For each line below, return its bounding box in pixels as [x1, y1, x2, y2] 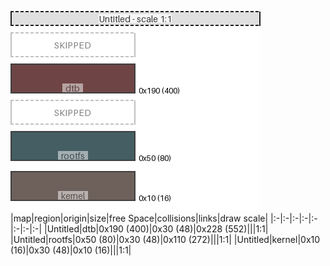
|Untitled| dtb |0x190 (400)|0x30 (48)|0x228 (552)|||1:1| [43, 223, 269, 235]
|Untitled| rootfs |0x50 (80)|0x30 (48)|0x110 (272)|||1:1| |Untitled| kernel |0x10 [10, 234, 321, 245]
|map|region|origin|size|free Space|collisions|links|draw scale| [10, 212, 269, 224]
